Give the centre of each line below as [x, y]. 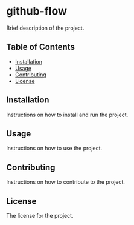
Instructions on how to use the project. [54, 148]
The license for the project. [40, 216]
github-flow [37, 11]
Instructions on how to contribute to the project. [66, 182]
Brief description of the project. [45, 28]
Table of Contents [41, 47]
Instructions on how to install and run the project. [67, 115]
